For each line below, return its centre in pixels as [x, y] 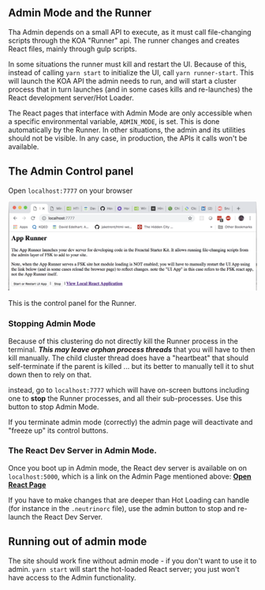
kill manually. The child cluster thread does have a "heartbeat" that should [129, 358]
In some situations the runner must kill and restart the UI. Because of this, [127, 64]
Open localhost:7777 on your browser [70, 190]
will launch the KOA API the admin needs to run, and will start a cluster [122, 81]
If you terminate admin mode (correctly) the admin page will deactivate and [131, 422]
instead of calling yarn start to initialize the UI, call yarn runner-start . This [131, 72]
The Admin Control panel [71, 172]
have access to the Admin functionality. [72, 577]
